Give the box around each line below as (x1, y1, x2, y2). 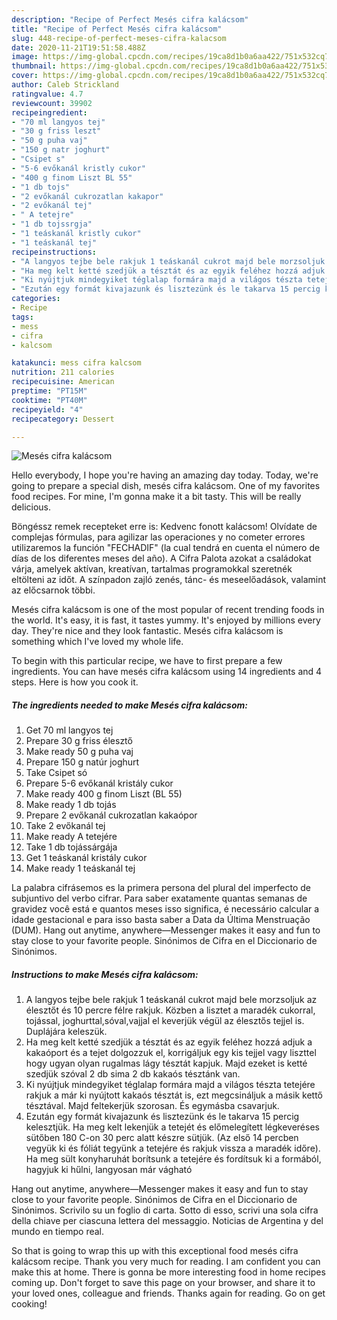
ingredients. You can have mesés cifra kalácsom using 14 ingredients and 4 (11, 666, 323, 678)
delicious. (11, 501, 51, 513)
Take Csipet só (25, 767, 88, 779)
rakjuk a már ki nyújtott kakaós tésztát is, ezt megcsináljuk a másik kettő (25, 1089, 323, 1101)
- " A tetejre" (11, 210, 75, 220)
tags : (11, 312, 34, 322)
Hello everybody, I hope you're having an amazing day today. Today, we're (11, 469, 319, 481)
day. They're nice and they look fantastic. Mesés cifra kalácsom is (11, 625, 284, 637)
